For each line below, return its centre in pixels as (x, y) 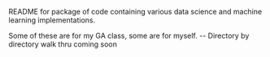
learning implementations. (52, 20)
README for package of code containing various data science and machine (135, 12)
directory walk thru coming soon (63, 44)
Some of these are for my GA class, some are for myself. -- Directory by (129, 36)
